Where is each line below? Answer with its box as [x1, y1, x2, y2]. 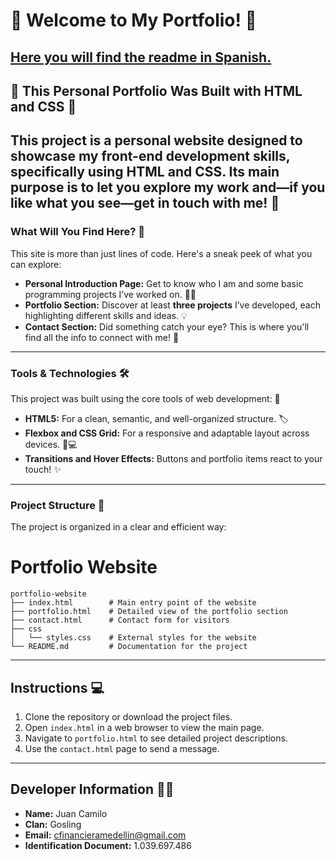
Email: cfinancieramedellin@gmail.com [24, 829, 187, 841]
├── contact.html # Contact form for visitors [10, 615, 230, 626]
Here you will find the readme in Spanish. [10, 49, 272, 66]
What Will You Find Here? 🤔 [10, 225, 146, 239]
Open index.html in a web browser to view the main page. [24, 722, 265, 733]
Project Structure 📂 [10, 498, 105, 512]
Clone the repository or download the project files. [24, 711, 233, 723]
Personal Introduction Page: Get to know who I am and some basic [24, 277, 304, 289]
